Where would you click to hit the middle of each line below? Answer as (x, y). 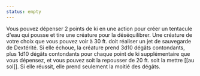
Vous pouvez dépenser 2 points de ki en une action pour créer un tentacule (99, 28)
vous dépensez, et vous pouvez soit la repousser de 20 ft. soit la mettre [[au (100, 60)
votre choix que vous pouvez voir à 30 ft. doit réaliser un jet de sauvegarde (99, 41)
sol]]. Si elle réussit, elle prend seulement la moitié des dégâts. (83, 66)
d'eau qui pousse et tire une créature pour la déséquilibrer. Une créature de (99, 35)
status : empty (24, 12)
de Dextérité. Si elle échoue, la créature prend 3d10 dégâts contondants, (96, 47)
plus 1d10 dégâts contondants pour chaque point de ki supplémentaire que (98, 53)
